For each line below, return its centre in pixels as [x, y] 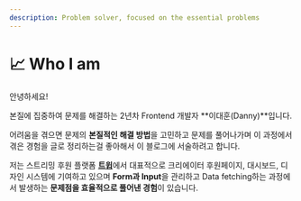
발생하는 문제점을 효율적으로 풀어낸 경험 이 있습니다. [108, 187]
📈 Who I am [55, 64]
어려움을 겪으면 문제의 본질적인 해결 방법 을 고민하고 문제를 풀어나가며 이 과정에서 [151, 134]
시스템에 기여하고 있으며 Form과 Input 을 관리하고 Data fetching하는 [146, 176]
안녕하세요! [29, 96]
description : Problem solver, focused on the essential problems [134, 18]
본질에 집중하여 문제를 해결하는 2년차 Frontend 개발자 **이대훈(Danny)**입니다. [151, 115]
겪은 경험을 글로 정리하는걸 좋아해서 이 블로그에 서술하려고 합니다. [125, 146]
